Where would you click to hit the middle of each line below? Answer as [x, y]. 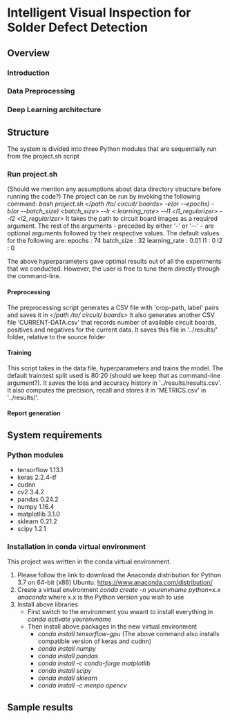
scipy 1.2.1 [31, 529]
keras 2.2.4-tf [37, 477]
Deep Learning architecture [54, 110]
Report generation [34, 413]
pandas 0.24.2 [38, 499]
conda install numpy [67, 649]
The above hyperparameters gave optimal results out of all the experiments [114, 262]
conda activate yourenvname [69, 619]
